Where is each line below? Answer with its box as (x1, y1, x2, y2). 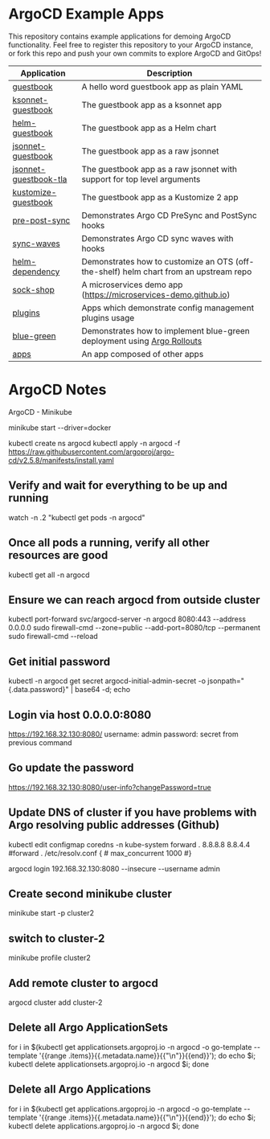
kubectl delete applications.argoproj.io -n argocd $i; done (8, 1121, 199, 1130)
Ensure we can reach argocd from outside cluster (8, 592, 260, 607)
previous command (8, 737, 72, 748)
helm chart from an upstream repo (122, 266, 252, 277)
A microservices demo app (81, 279, 183, 290)
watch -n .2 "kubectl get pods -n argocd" (8, 512, 146, 522)
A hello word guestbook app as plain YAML (81, 81, 243, 92)
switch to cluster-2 (8, 932, 105, 945)
